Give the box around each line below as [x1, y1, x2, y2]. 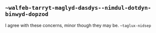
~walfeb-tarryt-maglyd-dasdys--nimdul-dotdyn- [5, 4, 152, 12]
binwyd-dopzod [5, 11, 48, 18]
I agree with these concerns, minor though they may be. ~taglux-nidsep [5, 22, 152, 28]
